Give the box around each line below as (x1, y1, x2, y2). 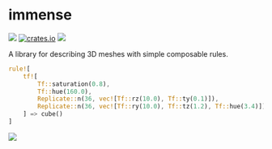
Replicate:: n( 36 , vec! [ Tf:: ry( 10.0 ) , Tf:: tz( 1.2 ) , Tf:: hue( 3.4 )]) (37, 103, 266, 111)
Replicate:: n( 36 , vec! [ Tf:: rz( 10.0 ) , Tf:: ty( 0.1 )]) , (37, 95, 219, 103)
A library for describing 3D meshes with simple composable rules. (8, 49, 228, 58)
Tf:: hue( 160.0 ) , (37, 87, 92, 96)
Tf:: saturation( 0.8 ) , (37, 79, 111, 88)
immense (8, 6, 73, 24)
